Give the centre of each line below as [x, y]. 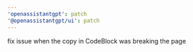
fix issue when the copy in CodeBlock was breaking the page [97, 41]
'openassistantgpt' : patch [47, 14]
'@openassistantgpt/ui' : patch [54, 21]
